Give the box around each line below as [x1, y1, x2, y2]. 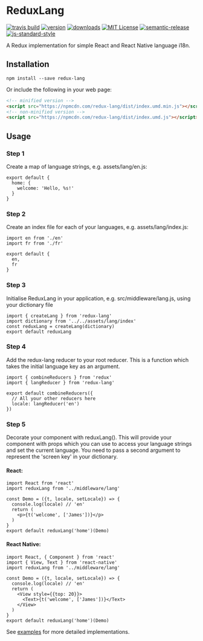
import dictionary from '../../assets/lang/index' [6, 318, 137, 324]
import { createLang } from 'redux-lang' [6, 312, 112, 319]
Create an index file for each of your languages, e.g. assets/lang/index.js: [6, 224, 189, 231]
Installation [6, 59, 50, 69]
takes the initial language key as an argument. [6, 362, 120, 370]
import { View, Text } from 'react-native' [6, 559, 118, 565]
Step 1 [6, 149, 25, 158]
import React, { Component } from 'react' [6, 554, 115, 560]
